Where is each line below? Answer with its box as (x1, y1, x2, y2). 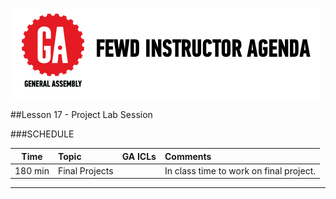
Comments (164, 150, 212, 162)
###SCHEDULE (10, 128, 75, 140)
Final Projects (57, 164, 114, 177)
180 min (14, 164, 50, 177)
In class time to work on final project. (164, 164, 316, 177)
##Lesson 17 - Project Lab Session (10, 109, 153, 120)
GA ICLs (121, 150, 157, 162)
